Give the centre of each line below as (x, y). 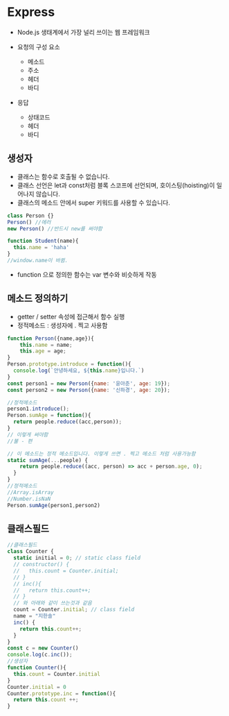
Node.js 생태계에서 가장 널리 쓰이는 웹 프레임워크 (83, 32)
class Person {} (30, 216)
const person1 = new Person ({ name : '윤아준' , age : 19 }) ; (89, 383)
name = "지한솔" (35, 616)
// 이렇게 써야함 (28, 434)
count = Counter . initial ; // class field (74, 610)
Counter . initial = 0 (37, 687)
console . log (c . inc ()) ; (40, 655)
